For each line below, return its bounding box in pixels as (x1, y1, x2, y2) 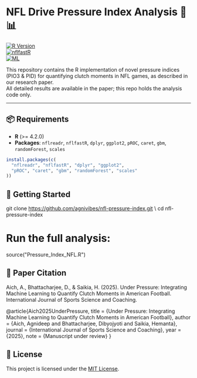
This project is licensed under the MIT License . (6, 365, 120, 372)
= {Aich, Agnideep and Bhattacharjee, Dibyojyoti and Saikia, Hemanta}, (6, 320, 178, 327)
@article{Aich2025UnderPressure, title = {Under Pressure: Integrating (6, 308, 175, 315)
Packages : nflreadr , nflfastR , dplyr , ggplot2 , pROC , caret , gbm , (14, 139, 167, 146)
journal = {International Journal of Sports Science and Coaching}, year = (6, 326, 182, 333)
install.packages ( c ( (6, 157, 57, 163)
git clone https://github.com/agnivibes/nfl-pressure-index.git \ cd (6, 205, 164, 212)
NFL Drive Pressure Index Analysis (6, 5, 178, 19)
